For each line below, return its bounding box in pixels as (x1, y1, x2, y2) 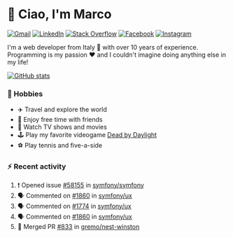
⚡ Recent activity (7, 162, 66, 171)
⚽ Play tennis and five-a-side (17, 141, 103, 150)
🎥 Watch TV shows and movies (17, 122, 107, 132)
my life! (7, 57, 29, 66)
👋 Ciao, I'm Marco (7, 6, 112, 22)
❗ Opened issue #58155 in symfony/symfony (17, 181, 145, 189)
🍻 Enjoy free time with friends (17, 115, 103, 124)
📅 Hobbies (7, 89, 43, 99)
